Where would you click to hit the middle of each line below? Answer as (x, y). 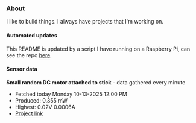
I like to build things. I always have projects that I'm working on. (85, 22)
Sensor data (22, 69)
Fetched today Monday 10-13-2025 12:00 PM (71, 94)
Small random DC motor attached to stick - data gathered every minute (96, 82)
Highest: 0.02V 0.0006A (45, 107)
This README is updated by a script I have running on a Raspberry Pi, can (98, 49)
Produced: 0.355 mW (41, 100)
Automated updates (32, 35)
